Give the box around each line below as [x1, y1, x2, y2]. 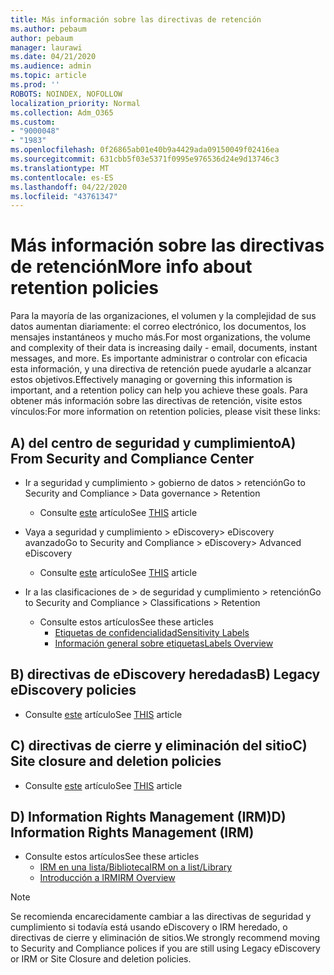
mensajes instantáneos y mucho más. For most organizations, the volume [10, 331, 311, 343]
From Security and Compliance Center [10, 450, 255, 467]
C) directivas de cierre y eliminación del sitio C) [10, 737, 308, 755]
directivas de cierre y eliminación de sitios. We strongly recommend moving [10, 932, 321, 944]
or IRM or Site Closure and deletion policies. [10, 953, 192, 965]
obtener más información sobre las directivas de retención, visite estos [10, 395, 303, 407]
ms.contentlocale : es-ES [10, 172, 114, 183]
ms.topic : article [10, 71, 87, 81]
